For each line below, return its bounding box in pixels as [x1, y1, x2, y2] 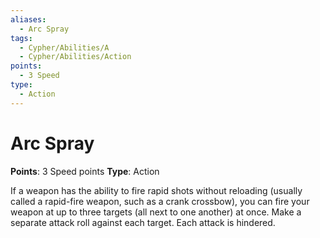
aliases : [10, 14, 47, 25]
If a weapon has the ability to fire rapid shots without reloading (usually [10, 184, 303, 196]
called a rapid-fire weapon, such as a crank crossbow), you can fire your [10, 195, 310, 207]
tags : [10, 33, 33, 43]
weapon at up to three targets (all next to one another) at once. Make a [10, 206, 302, 218]
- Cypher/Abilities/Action [19, 52, 132, 62]
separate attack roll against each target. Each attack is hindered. [10, 216, 276, 228]
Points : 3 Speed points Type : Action [10, 165, 160, 177]
